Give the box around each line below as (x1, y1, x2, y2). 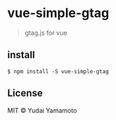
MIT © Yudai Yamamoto (7, 106, 78, 114)
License (7, 87, 43, 99)
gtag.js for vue (24, 28, 67, 37)
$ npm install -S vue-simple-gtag (7, 67, 110, 75)
